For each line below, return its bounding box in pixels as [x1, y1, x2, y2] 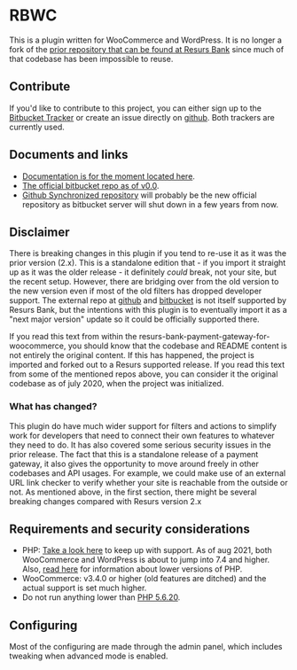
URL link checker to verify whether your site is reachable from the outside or [9, 477, 288, 487]
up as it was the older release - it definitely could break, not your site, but [9, 267, 277, 277]
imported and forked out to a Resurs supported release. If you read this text [9, 360, 285, 370]
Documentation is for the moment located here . [21, 170, 195, 182]
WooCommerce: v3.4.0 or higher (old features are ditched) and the [21, 573, 267, 584]
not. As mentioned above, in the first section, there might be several [9, 487, 257, 497]
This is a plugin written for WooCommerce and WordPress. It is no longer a [9, 35, 282, 45]
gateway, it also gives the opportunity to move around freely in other [9, 458, 259, 469]
